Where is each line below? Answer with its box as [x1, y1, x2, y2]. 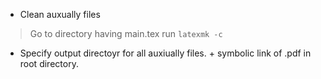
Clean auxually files [19, 9, 101, 20]
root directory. [19, 58, 79, 69]
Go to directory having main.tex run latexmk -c [29, 28, 223, 39]
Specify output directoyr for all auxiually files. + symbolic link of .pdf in [19, 47, 312, 59]
